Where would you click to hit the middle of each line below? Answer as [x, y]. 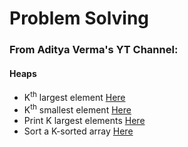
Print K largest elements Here [84, 120]
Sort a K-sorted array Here [78, 131]
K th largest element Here [74, 96]
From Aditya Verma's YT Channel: [94, 50]
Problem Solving [79, 18]
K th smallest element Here [77, 109]
